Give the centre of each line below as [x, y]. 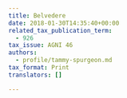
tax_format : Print [39, 68]
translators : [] [35, 75]
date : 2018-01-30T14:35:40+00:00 [64, 23]
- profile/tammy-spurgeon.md [64, 61]
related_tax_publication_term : [60, 30]
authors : [23, 53]
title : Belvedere [37, 16]
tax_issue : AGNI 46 [41, 45]
